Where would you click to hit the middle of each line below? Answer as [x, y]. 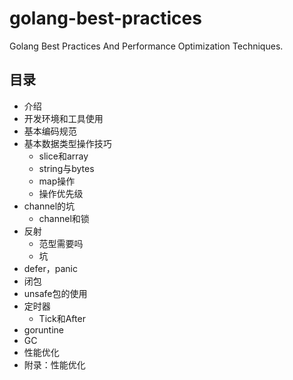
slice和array [63, 156]
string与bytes [66, 168]
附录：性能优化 [54, 364]
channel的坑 [49, 206]
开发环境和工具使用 [63, 118]
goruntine [44, 329]
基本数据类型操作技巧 [67, 143]
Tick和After [62, 318]
